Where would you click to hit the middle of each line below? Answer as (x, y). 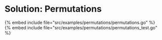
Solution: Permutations (53, 9)
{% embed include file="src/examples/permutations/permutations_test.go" (81, 27)
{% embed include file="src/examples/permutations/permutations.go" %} (80, 22)
